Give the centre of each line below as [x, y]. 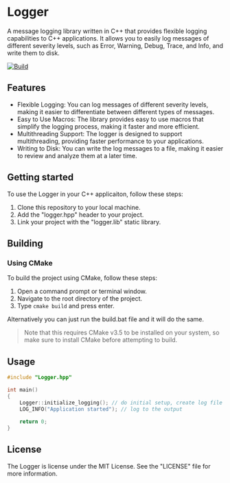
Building [25, 243]
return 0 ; [34, 422]
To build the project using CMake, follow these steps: [82, 278]
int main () [23, 389]
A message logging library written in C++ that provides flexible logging [107, 31]
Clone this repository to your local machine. [79, 207]
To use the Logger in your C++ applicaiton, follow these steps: [95, 194]
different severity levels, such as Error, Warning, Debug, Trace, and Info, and [115, 45]
